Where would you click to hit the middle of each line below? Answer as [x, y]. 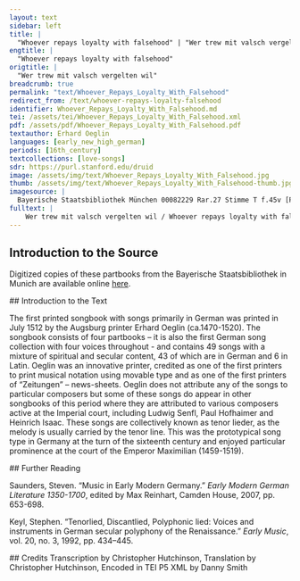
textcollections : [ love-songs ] [67, 158]
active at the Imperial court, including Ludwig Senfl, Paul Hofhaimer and [142, 413]
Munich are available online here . [70, 284]
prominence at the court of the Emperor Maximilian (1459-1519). [126, 451]
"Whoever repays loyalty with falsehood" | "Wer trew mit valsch [142, 42]
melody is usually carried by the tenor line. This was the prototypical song [145, 432]
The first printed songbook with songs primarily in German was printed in [144, 319]
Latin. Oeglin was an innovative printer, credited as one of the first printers [146, 366]
